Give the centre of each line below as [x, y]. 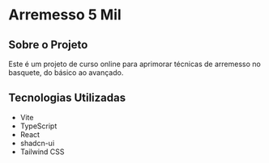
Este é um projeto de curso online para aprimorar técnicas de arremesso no [134, 64]
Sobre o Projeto [48, 45]
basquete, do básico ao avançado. [66, 73]
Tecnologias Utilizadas [67, 98]
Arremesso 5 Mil [65, 15]
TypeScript [38, 126]
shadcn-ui [37, 143]
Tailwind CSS [42, 152]
